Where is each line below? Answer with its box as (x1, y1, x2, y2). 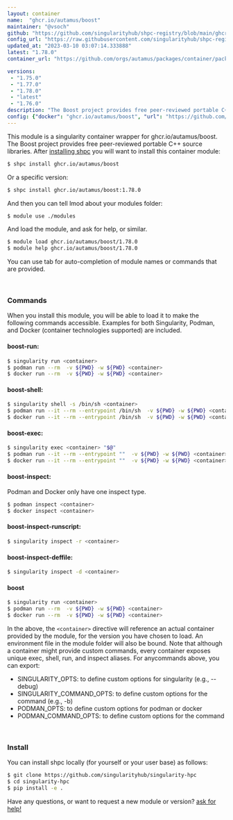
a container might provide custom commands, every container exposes (7, 646, 211, 655)
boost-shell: (7, 385, 44, 393)
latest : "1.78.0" (7, 49, 58, 56)
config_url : (7, 36, 42, 43)
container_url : (7, 56, 51, 63)
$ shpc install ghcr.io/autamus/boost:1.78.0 (7, 186, 141, 193)
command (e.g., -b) (17, 696, 74, 705)
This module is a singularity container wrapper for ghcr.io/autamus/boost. (7, 132, 218, 140)
